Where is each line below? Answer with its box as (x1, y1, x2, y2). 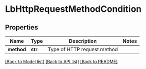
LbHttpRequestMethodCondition (5, 3, 142, 15)
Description (68, 38, 97, 44)
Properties (5, 23, 38, 32)
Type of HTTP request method (47, 46, 118, 53)
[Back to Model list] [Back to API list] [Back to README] (5, 59, 118, 65)
